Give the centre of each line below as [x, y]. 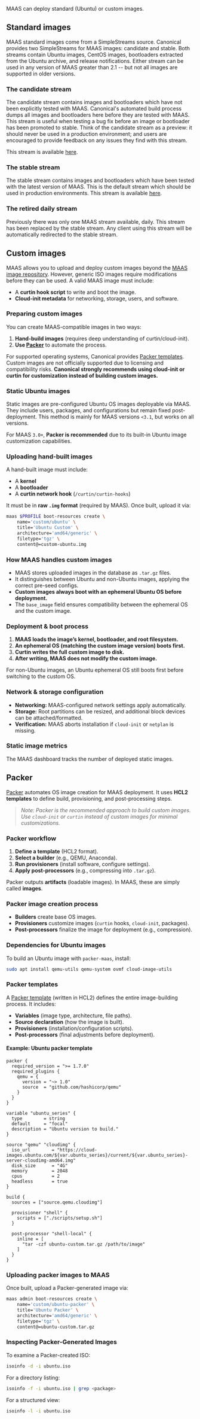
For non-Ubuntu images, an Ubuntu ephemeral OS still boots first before [95, 670]
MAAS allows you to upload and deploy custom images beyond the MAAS [97, 268]
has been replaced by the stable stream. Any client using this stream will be [99, 228]
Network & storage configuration [55, 692]
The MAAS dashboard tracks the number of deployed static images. [90, 759]
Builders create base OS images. [56, 917]
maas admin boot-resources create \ [52, 1299]
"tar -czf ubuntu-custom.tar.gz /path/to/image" [84, 1244]
